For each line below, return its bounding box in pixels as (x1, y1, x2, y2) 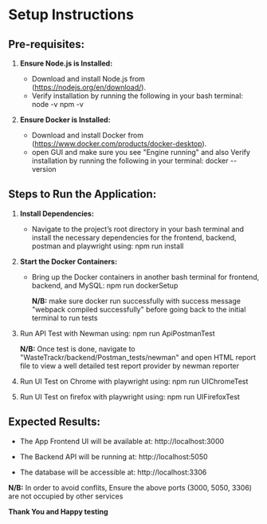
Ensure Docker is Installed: (19, 115, 111, 125)
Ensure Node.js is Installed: (19, 58, 113, 68)
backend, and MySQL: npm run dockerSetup (31, 280, 179, 290)
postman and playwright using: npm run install (31, 241, 184, 251)
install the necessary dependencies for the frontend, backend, (31, 232, 237, 242)
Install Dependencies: (19, 208, 94, 218)
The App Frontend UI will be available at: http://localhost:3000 (19, 436, 225, 446)
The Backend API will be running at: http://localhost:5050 (19, 451, 209, 461)
